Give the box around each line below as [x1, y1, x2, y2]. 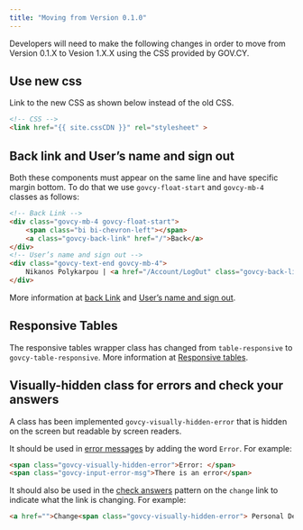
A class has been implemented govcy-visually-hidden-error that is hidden [9, 416, 288, 426]
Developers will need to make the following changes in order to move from [9, 38, 286, 49]
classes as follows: [9, 191, 79, 202]
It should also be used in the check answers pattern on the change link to [9, 485, 279, 496]
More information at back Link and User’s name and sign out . [9, 292, 236, 303]
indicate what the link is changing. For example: [9, 495, 187, 506]
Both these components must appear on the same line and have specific [9, 172, 279, 183]
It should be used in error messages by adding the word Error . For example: [9, 443, 293, 453]
